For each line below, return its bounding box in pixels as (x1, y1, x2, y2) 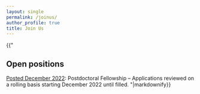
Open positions (6, 59, 64, 69)
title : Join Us (6, 25, 44, 32)
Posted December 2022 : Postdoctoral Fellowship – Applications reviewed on (6, 75, 195, 82)
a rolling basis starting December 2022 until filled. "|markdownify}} (6, 81, 171, 88)
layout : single (6, 8, 44, 15)
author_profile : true (6, 20, 60, 26)
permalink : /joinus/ (6, 14, 58, 20)
